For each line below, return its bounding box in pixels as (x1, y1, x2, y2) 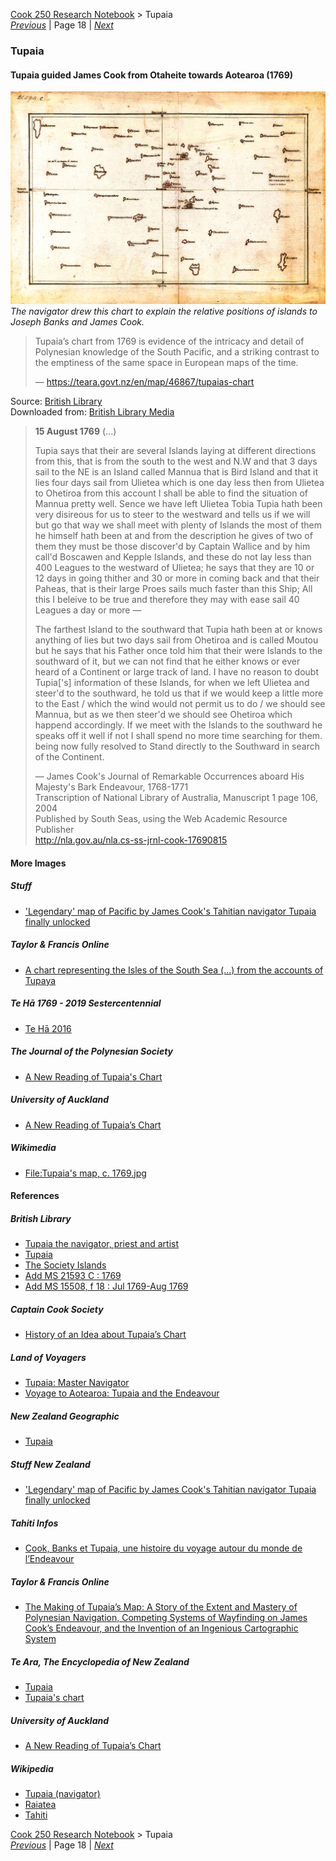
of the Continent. (34, 751, 105, 763)
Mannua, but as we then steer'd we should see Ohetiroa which (34, 709, 293, 721)
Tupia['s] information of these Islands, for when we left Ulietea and (34, 677, 310, 689)
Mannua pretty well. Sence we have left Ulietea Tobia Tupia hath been (34, 498, 323, 510)
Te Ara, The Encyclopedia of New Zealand (10, 1655, 190, 1668)
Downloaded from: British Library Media (10, 406, 175, 418)
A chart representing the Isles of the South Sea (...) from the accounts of (24, 964, 324, 976)
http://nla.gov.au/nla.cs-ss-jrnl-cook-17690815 (34, 834, 228, 846)
